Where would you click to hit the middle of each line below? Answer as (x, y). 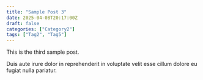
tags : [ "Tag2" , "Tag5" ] (37, 35)
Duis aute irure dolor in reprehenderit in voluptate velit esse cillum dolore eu (102, 64)
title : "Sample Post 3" (37, 12)
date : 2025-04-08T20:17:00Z (42, 18)
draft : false (23, 23)
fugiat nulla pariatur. (31, 70)
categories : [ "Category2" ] (41, 29)
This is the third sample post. (43, 52)
